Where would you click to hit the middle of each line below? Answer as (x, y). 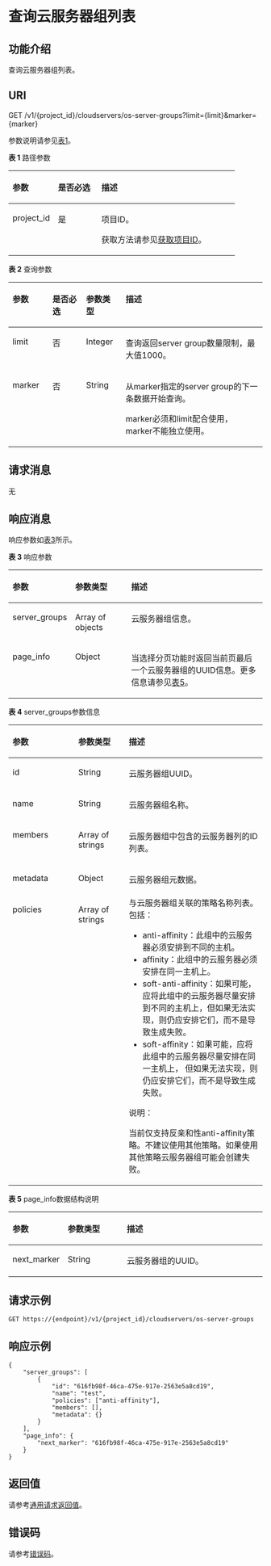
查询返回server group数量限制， (186, 342)
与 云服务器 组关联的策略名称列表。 (193, 903)
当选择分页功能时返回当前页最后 (192, 658)
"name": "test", (79, 1394)
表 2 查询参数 (30, 269)
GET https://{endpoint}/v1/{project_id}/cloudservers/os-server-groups (131, 1320)
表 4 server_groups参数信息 (54, 712)
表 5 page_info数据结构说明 (54, 1199)
